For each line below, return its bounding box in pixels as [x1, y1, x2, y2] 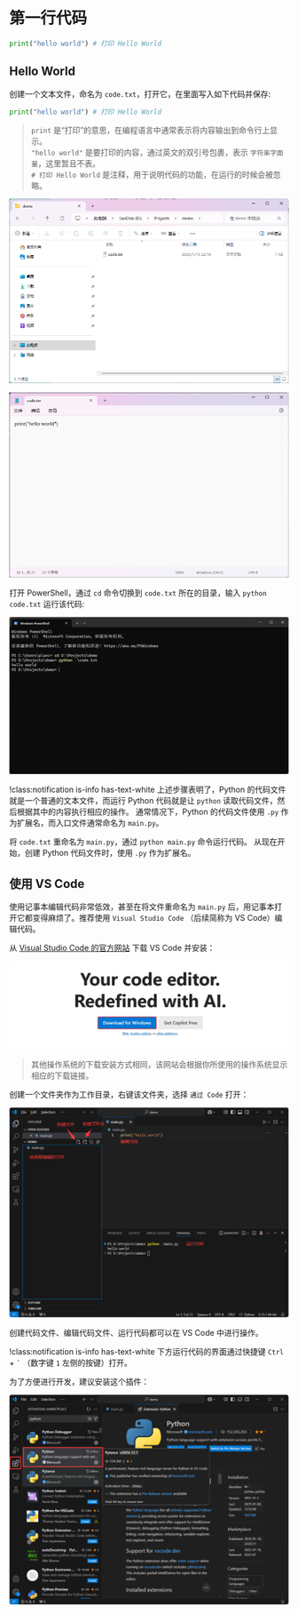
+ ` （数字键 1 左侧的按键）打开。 [9, 1357, 133, 1368]
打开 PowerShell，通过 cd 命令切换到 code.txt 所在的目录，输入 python [9, 587, 268, 598]
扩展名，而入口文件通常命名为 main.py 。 [16, 818, 164, 828]
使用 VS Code [9, 876, 85, 891]
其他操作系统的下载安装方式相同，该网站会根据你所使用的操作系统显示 [30, 1059, 288, 1069]
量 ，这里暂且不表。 [30, 157, 100, 169]
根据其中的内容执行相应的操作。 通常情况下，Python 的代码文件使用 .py [16, 806, 279, 818]
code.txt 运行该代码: [9, 598, 85, 609]
